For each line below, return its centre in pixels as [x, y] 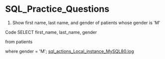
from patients [19, 42]
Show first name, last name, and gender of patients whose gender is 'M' [86, 23]
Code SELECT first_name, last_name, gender [51, 32]
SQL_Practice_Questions [57, 9]
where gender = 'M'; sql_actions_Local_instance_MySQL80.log [70, 51]
